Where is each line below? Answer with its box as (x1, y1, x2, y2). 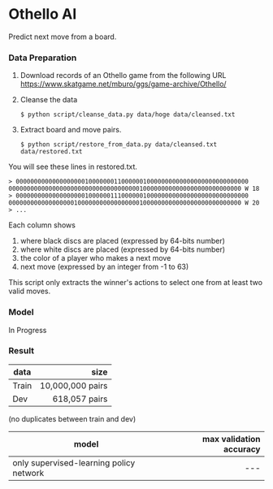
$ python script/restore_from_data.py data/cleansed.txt (19, 141, 218, 149)
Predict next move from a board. (8, 32, 117, 41)
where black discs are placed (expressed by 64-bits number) (19, 236, 226, 246)
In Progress (8, 325, 47, 335)
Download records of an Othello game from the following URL (19, 71, 227, 80)
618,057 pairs (52, 393, 108, 405)
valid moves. (8, 286, 51, 296)
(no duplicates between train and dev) (8, 413, 136, 423)
